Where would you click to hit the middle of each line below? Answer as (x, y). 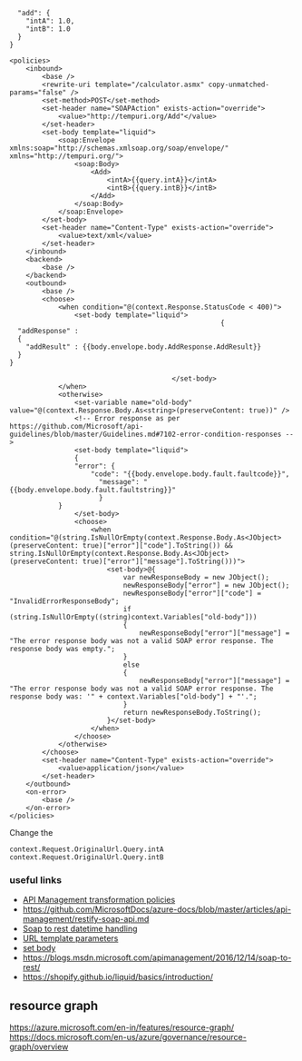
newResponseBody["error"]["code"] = (192, 593)
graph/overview (39, 1047)
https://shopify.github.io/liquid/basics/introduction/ (117, 977)
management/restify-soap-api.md (86, 919)
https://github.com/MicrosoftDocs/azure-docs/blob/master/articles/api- (157, 909)
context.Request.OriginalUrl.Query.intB (87, 858)
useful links (35, 879)
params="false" (38, 93)
